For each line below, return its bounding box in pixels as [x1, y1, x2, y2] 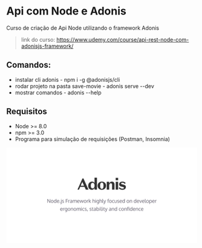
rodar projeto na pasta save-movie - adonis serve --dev [15, 82, 154, 90]
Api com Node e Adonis [6, 4, 127, 18]
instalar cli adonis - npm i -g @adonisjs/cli [15, 76, 120, 83]
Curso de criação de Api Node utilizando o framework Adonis [6, 24, 160, 31]
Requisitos [6, 106, 47, 117]
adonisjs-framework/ [21, 42, 74, 50]
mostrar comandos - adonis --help [15, 89, 102, 96]
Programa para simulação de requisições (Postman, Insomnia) [15, 135, 171, 143]
